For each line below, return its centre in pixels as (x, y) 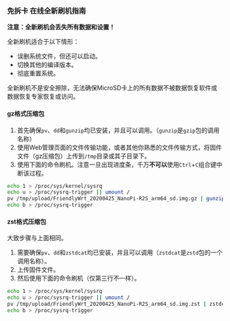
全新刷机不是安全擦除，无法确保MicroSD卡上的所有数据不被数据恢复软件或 (112, 88)
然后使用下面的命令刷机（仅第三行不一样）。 (78, 278)
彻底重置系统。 (38, 73)
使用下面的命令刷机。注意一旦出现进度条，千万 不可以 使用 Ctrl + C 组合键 (117, 164)
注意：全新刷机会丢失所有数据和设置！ (61, 27)
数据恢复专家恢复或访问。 (43, 97)
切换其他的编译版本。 (47, 65)
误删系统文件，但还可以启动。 (59, 56)
